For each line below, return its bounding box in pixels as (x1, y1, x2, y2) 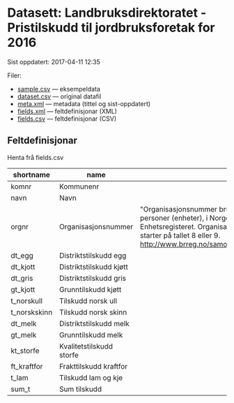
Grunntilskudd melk (58, 330, 123, 339)
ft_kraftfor (10, 361, 43, 371)
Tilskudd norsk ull (58, 295, 117, 305)
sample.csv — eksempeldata (17, 85, 101, 93)
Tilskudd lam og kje (58, 372, 123, 382)
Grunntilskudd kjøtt (58, 284, 122, 294)
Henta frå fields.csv (7, 153, 64, 161)
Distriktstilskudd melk (58, 318, 130, 328)
